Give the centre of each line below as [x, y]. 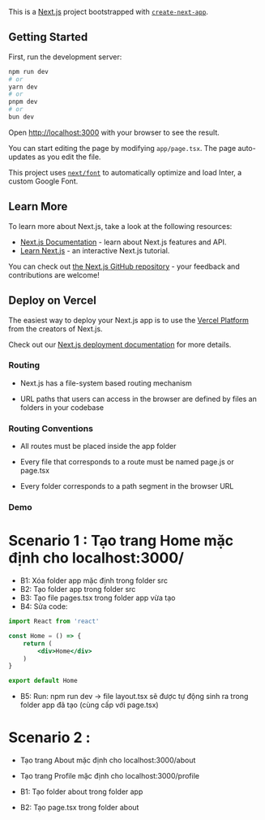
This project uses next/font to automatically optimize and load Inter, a [125, 172]
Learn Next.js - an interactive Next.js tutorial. [95, 250]
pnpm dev [23, 102]
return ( [38, 643]
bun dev [21, 117]
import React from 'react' [54, 621]
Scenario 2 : [49, 738]
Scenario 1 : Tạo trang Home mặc [121, 541]
